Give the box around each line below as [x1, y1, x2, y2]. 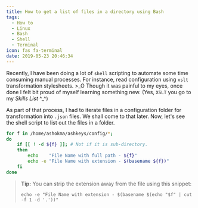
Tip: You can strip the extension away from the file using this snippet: [20, 180, 192, 187]
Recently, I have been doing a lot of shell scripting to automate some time [6, 69, 189, 76]
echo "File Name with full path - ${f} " [27, 153, 137, 159]
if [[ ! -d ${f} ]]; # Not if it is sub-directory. [17, 141, 148, 148]
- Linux [11, 25, 31, 32]
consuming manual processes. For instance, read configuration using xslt [6, 76, 189, 83]
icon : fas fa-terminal [6, 48, 63, 54]
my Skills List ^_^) [6, 95, 49, 102]
